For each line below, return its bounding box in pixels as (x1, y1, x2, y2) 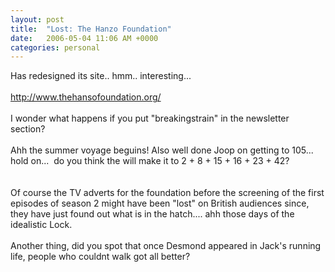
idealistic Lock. (10, 219, 73, 231)
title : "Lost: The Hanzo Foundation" (10, 24, 172, 34)
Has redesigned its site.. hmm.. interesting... (10, 70, 192, 82)
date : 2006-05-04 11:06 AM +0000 (10, 33, 159, 43)
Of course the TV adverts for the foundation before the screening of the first (10, 187, 325, 199)
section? (10, 123, 46, 135)
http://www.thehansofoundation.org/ (10, 91, 162, 103)
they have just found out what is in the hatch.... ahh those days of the (10, 208, 295, 220)
